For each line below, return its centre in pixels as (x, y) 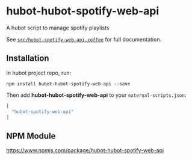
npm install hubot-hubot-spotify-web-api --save (68, 84)
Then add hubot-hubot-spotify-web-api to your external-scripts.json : (96, 95)
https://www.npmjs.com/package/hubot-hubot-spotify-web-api (85, 150)
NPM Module (31, 136)
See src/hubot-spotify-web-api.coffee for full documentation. (84, 39)
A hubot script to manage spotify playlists (58, 28)
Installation (28, 58)
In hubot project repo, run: (39, 73)
